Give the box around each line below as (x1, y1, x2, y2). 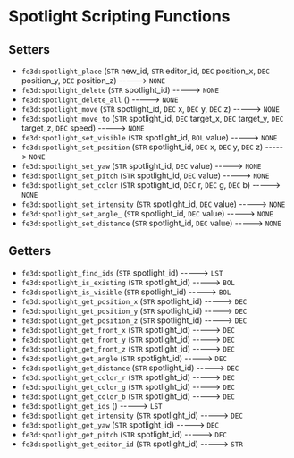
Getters (8, 243, 52, 259)
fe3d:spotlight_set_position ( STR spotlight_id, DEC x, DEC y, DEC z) (21, 141, 264, 152)
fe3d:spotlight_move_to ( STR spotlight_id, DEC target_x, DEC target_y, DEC (21, 114, 284, 123)
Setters (8, 42, 51, 57)
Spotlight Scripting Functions (8, 6, 231, 27)
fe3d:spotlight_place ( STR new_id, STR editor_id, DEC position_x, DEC (21, 65, 270, 76)
